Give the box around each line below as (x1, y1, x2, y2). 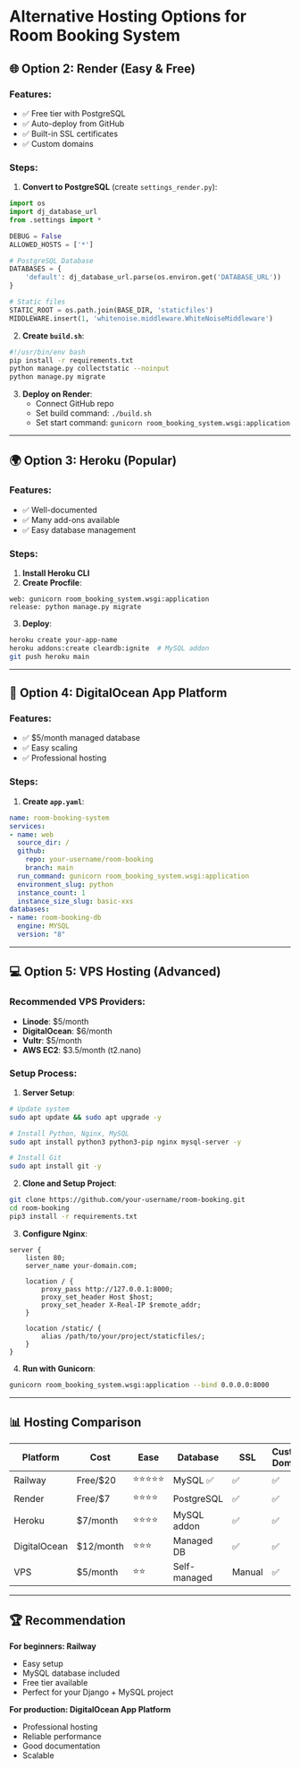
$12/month (76, 1541, 125, 1553)
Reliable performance (21, 1731, 102, 1742)
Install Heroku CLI (21, 568, 90, 579)
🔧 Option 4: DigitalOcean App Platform (9, 685, 228, 700)
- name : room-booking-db (9, 914, 102, 923)
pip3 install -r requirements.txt (9, 1212, 138, 1221)
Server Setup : (21, 1086, 75, 1098)
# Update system (9, 1104, 70, 1113)
